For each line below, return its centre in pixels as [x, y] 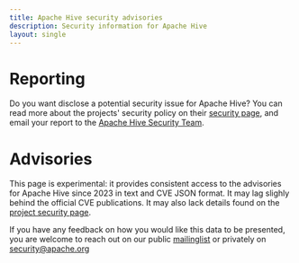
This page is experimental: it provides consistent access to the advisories [145, 184]
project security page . [50, 213]
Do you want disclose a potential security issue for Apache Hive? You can [146, 103]
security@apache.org [50, 249]
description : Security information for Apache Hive [108, 26]
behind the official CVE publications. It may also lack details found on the [145, 203]
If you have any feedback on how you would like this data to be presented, [147, 230]
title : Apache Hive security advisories [86, 18]
